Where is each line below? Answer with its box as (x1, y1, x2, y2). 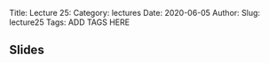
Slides (9, 43, 44, 58)
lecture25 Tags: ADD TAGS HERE (9, 17, 131, 28)
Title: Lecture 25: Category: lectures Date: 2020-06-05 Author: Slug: (9, 8, 260, 18)
